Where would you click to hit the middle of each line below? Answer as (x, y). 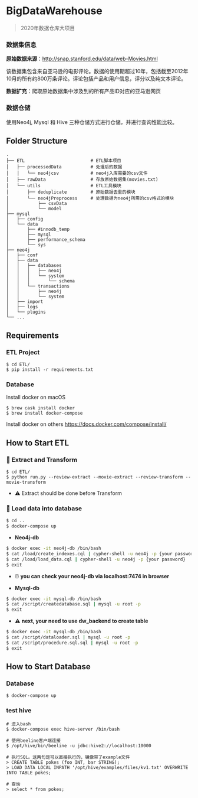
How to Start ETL (38, 443)
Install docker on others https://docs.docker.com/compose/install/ (86, 424)
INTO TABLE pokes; (29, 773)
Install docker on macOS (36, 398)
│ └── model (34, 209)
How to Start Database (49, 667)
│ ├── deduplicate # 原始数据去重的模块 (71, 192)
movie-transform (26, 483)
